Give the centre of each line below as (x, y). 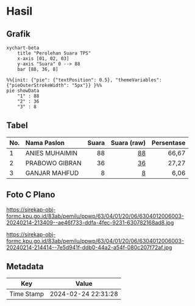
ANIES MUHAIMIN (51, 153)
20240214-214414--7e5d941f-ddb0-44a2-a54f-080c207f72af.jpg (89, 247)
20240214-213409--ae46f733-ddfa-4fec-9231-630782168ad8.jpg (90, 222)
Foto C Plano (31, 195)
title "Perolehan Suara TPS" (54, 53)
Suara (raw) (128, 143)
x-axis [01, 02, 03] (43, 59)
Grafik (18, 34)
